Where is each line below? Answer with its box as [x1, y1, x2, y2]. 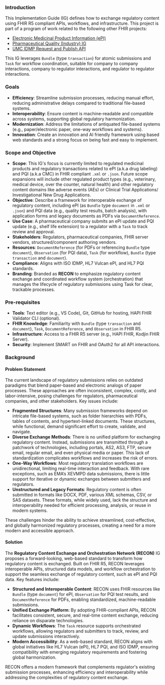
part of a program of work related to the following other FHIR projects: [5, 26, 147, 32]
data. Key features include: [5, 576, 60, 582]
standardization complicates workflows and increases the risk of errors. [12, 455, 159, 461]
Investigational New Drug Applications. [12, 192, 91, 198]
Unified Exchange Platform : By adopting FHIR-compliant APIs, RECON [12, 607, 156, 613]
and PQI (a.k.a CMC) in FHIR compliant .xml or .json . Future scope [12, 171, 148, 177]
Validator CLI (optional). [12, 316, 61, 321]
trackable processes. [12, 286, 55, 292]
